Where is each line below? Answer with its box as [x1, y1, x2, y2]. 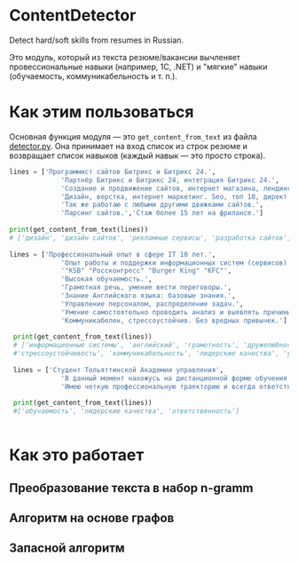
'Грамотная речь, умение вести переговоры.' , [60, 283, 232, 292]
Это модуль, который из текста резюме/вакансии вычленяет [9, 52, 241, 62]
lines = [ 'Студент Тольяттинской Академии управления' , [12, 365, 224, 374]
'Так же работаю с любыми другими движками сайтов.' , [60, 201, 264, 210]
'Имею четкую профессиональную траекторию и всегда [60, 382, 255, 391]
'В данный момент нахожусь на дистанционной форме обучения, [60, 374, 292, 383]
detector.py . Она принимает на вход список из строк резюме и [9, 140, 248, 151]
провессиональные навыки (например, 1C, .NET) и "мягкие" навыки [9, 61, 268, 72]
